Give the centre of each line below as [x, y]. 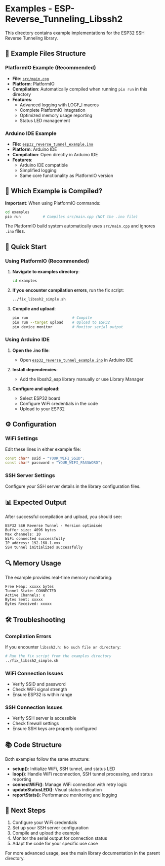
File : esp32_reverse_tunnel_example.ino [53, 144]
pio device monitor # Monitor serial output [68, 327]
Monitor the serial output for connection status [60, 838]
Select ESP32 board [40, 398]
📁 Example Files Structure [46, 54]
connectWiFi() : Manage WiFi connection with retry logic [70, 784]
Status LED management [45, 120]
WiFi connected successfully [35, 539]
